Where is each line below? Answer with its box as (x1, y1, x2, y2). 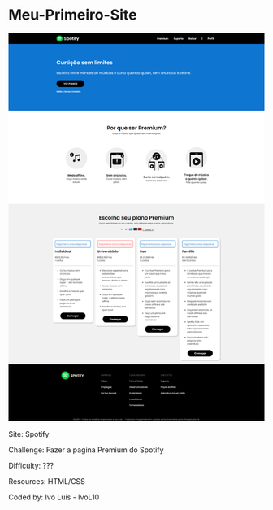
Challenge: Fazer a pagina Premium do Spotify (8, 445, 164, 455)
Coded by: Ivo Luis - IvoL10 (8, 492, 100, 502)
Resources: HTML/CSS (8, 477, 85, 486)
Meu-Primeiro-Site (8, 6, 137, 24)
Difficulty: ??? (8, 461, 54, 471)
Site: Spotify (8, 429, 50, 439)
